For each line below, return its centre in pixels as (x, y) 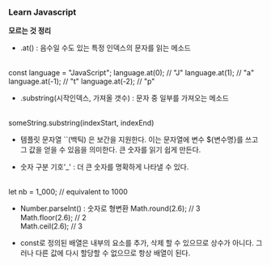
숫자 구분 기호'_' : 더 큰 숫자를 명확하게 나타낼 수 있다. (104, 167)
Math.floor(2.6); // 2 (53, 218)
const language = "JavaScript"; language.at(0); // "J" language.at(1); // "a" (131, 73)
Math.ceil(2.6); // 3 (51, 226)
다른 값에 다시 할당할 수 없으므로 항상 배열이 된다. (113, 253)
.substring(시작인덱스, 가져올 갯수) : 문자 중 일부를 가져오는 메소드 (124, 98)
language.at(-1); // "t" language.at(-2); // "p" (82, 81)
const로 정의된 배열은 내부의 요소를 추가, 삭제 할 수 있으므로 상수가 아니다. (137, 243)
